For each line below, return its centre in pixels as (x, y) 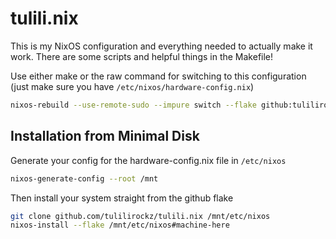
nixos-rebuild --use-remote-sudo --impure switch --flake (133, 105)
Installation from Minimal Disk (105, 136)
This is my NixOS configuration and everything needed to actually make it (161, 46)
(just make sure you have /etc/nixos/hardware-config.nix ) (132, 86)
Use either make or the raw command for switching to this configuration (158, 76)
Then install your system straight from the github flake (122, 198)
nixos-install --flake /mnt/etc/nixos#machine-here (120, 225)
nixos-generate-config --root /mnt (84, 178)
